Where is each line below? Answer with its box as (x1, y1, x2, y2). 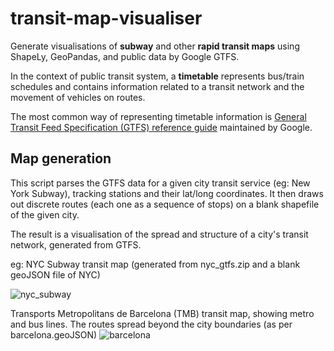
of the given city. (10, 208, 80, 221)
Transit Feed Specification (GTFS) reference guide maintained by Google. (10, 121, 313, 133)
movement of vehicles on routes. (10, 91, 146, 103)
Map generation (10, 150, 112, 167)
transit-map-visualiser (10, 7, 203, 30)
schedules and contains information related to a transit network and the (10, 80, 305, 92)
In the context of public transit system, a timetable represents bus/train (10, 70, 305, 82)
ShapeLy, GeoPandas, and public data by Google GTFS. (10, 50, 240, 62)
